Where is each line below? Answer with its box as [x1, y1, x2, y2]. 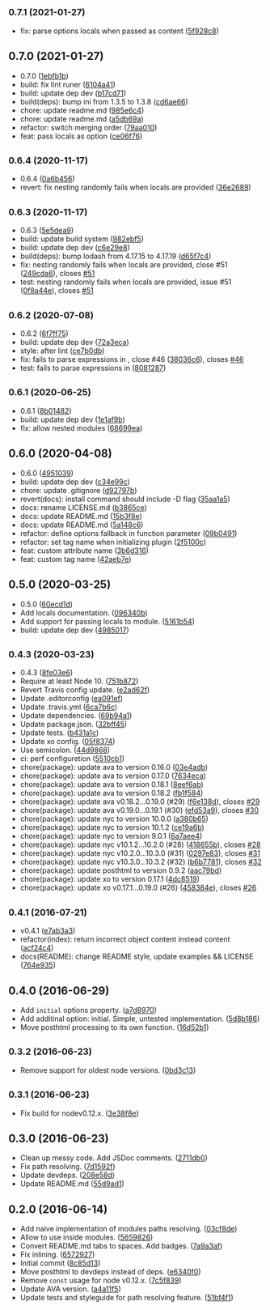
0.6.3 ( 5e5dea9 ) [19, 226, 74, 236]
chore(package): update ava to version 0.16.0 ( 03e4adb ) [19, 763, 209, 772]
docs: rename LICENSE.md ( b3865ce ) [19, 502, 147, 513]
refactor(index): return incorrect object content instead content [19, 934, 230, 944]
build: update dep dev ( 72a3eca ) [19, 338, 129, 347]
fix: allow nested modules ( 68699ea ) [19, 423, 143, 432]
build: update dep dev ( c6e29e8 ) [19, 243, 131, 253]
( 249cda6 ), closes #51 [19, 269, 95, 279]
